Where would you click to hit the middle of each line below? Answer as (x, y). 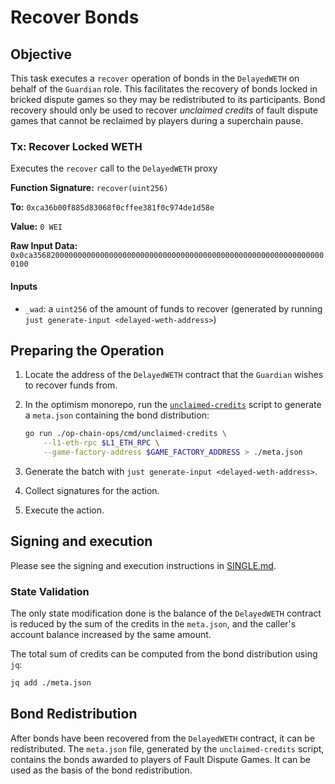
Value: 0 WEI (36, 227)
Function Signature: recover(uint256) (89, 188)
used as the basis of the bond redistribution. (101, 770)
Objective (41, 54)
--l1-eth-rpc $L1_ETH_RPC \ (101, 443)
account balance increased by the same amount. (111, 635)
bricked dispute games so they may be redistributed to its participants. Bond (168, 99)
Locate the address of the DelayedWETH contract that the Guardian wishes (174, 375)
